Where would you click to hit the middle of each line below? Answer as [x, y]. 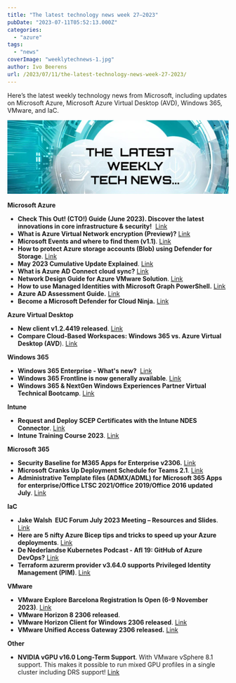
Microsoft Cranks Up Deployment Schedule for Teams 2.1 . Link [110, 470]
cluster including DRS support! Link [68, 672]
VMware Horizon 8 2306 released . [69, 615]
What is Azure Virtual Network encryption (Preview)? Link [104, 234]
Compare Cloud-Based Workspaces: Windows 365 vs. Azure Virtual [119, 336]
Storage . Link [37, 257]
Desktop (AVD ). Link [47, 344]
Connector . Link [41, 428]
